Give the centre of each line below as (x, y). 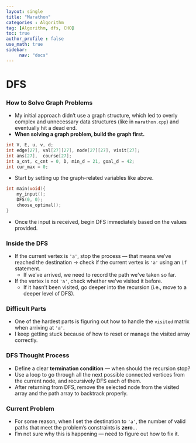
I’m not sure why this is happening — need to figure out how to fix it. (97, 434)
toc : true (18, 33)
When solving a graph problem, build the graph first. (80, 134)
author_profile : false (35, 39)
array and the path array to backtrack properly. (71, 393)
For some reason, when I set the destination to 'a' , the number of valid (100, 421)
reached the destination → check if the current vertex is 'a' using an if (101, 263)
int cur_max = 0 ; (27, 167)
